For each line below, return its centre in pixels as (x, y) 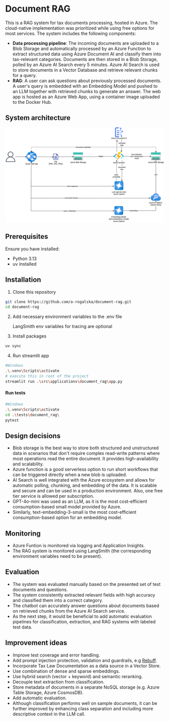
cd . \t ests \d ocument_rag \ (32, 415)
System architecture (38, 118)
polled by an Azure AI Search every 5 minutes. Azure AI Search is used (86, 64)
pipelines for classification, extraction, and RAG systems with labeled (84, 621)
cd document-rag (22, 307)
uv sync (13, 346)
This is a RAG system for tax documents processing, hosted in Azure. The (82, 23)
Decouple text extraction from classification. (58, 682)
